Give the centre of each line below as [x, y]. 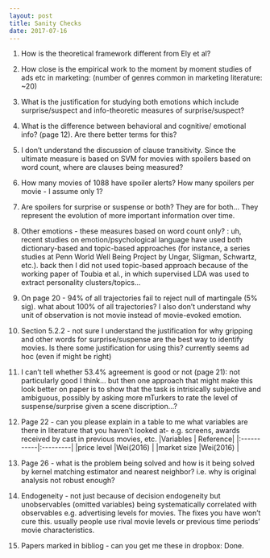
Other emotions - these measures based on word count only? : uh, [131, 231]
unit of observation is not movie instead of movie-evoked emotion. [131, 316]
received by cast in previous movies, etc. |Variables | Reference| [128, 439]
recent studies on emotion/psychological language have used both [131, 240]
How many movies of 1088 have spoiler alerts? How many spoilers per [137, 183]
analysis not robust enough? [68, 481]
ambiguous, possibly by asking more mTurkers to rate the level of [129, 398]
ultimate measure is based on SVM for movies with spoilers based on [136, 159]
